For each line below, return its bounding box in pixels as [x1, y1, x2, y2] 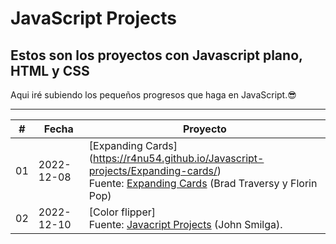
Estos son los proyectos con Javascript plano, [10, 47, 303, 64]
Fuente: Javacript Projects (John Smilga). [88, 218, 283, 231]
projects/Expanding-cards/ [88, 164, 218, 177]
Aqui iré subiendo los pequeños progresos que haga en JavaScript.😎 [10, 89, 297, 101]
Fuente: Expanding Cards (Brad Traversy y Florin [88, 177, 318, 190]
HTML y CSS [10, 62, 90, 79]
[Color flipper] [88, 205, 156, 219]
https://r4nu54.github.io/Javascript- [93, 152, 265, 165]
